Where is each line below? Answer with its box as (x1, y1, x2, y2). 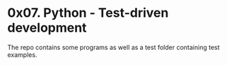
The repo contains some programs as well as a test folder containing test (7, 43, 221, 51)
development (7, 20, 87, 36)
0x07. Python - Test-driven (7, 5, 169, 21)
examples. (7, 51, 37, 59)
